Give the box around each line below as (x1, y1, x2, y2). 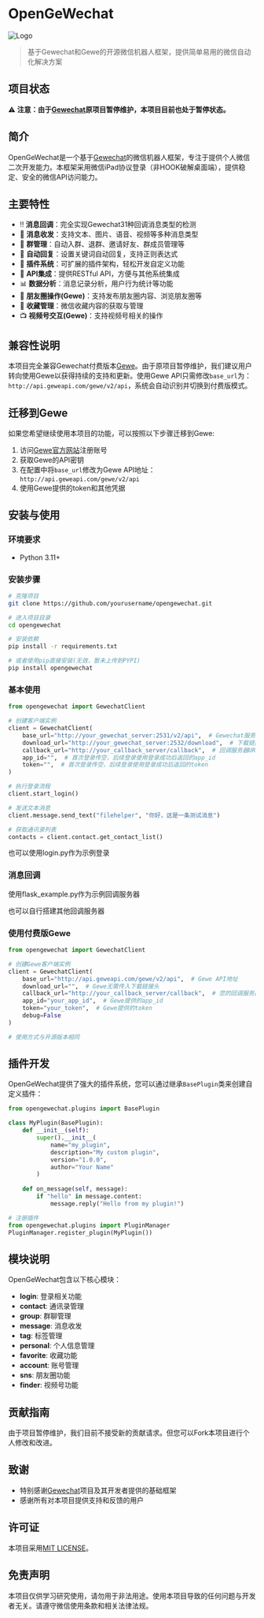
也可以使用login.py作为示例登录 (8, 848, 110, 858)
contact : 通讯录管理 (19, 1302, 85, 1311)
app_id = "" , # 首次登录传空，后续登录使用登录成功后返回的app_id (22, 754, 216, 762)
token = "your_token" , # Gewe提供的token (22, 1005, 153, 1012)
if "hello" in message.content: (36, 1192, 143, 1201)
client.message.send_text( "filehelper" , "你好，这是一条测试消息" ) (8, 811, 221, 819)
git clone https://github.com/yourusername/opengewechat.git (8, 599, 213, 607)
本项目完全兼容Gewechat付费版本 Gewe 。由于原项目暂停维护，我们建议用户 (8, 361, 253, 371)
